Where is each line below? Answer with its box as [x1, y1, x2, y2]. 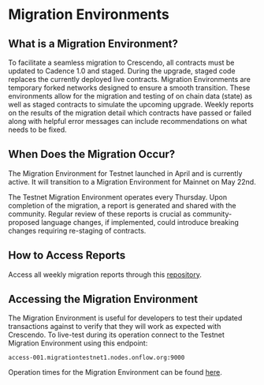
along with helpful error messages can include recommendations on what [8, 117, 247, 125]
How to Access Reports [8, 249, 126, 262]
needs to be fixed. [8, 125, 67, 134]
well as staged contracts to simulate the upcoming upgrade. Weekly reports [8, 100, 255, 109]
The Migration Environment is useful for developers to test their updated [8, 313, 243, 323]
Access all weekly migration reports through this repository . [8, 270, 203, 279]
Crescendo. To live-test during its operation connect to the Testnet [8, 330, 225, 340]
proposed [8, 217, 40, 226]
